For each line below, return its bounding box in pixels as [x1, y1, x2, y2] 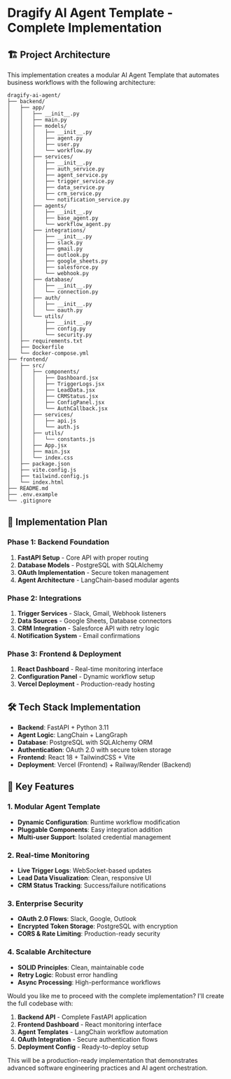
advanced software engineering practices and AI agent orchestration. [7, 1064, 208, 1072]
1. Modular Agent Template [7, 802, 101, 812]
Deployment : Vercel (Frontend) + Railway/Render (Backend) [17, 760, 192, 769]
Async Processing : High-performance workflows [17, 978, 161, 986]
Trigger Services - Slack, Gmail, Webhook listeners [17, 609, 167, 617]
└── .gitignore [7, 497, 52, 504]
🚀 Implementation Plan [7, 516, 108, 528]
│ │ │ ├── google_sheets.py [7, 258, 108, 265]
